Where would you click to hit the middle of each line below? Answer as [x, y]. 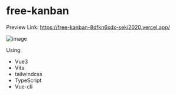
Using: [14, 50]
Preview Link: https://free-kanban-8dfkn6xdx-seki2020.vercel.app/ [88, 27]
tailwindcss [28, 74]
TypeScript [28, 80]
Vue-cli [24, 86]
